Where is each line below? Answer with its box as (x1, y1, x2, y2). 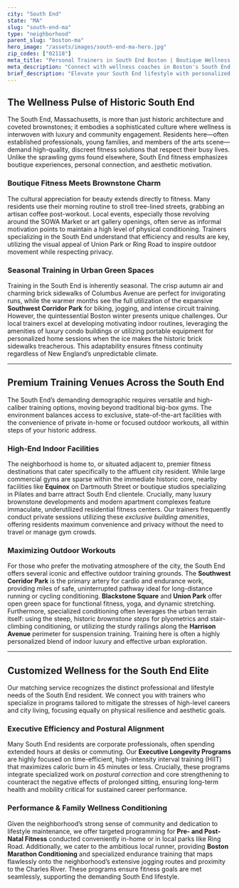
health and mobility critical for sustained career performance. (7, 786, 187, 794)
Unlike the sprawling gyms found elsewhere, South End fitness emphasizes (7, 153, 228, 162)
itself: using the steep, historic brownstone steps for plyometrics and (7, 615, 209, 623)
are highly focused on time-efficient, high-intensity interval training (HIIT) (7, 755, 222, 763)
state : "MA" (7, 17, 43, 24)
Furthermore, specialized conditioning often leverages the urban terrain (7, 607, 217, 615)
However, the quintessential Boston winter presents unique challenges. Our (7, 311, 228, 320)
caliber (7, 403, 28, 411)
